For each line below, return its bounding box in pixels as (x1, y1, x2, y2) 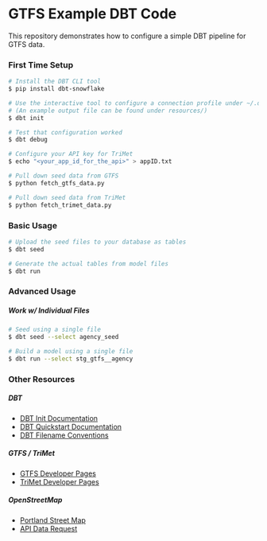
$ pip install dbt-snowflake (8, 85, 105, 93)
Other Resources (8, 373, 75, 384)
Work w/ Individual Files (8, 306, 90, 315)
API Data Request (19, 523, 78, 533)
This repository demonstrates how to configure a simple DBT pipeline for (8, 31, 246, 41)
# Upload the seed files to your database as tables (8, 238, 187, 246)
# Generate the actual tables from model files (8, 259, 169, 267)
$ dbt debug (8, 136, 48, 144)
